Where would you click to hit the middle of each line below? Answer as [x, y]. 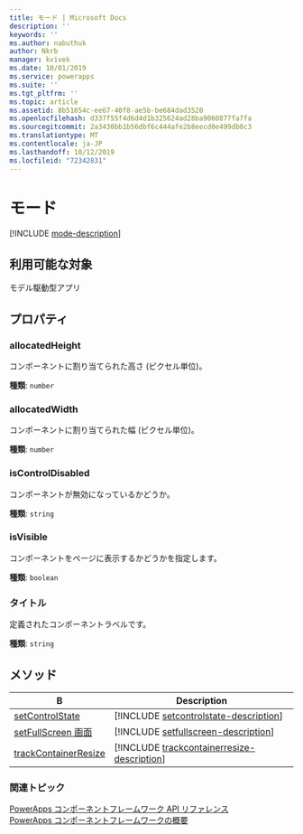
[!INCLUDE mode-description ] [65, 234]
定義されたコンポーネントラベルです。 [80, 624]
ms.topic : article [44, 102]
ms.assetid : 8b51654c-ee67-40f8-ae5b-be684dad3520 [106, 110]
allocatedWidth [44, 409]
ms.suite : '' [34, 85]
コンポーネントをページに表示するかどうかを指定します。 [116, 558]
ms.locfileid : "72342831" [58, 160]
